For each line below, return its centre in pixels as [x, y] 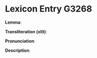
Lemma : [13, 22]
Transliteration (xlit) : [26, 31]
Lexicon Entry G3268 [48, 9]
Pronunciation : [20, 41]
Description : [18, 50]
